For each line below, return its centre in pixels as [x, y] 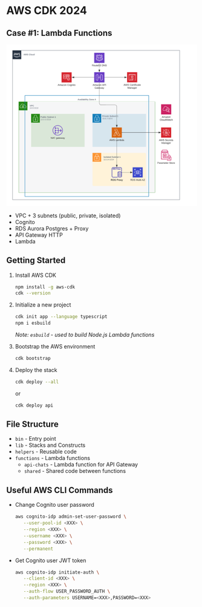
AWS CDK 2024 [47, 11]
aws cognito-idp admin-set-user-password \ [71, 517]
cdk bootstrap [33, 359]
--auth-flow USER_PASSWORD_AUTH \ [67, 592]
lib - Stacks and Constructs [50, 445]
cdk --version [33, 293]
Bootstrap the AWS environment [55, 347]
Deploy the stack [36, 370]
